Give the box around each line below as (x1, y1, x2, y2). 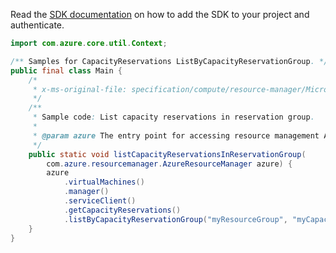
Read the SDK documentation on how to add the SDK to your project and (10, 9, 310, 20)
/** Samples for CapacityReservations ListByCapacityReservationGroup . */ (10, 56, 329, 66)
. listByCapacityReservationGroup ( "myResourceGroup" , (63, 214, 288, 224)
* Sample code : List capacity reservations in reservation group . (32, 112, 315, 123)
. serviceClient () (63, 196, 137, 206)
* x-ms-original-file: (32, 84, 128, 94)
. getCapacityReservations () (63, 205, 182, 215)
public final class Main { (10, 65, 123, 76)
